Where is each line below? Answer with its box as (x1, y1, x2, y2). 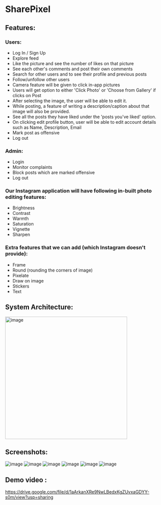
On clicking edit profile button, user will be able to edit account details (12, 119, 156, 125)
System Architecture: (5, 303, 73, 312)
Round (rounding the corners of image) (12, 267, 93, 273)
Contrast (12, 210, 31, 216)
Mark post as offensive (12, 129, 60, 136)
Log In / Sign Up (12, 50, 46, 56)
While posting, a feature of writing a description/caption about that (12, 103, 150, 109)
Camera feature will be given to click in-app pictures (12, 82, 121, 88)
